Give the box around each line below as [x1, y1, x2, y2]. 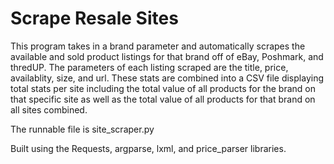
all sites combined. [10, 103, 88, 116]
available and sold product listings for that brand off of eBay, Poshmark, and [10, 50, 324, 62]
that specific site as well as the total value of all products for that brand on [10, 93, 316, 105]
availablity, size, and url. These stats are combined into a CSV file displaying [10, 72, 324, 84]
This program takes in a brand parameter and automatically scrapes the [10, 40, 306, 52]
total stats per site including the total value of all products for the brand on [10, 82, 316, 94]
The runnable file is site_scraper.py [10, 123, 155, 135]
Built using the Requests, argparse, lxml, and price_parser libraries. [10, 142, 287, 154]
